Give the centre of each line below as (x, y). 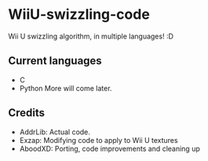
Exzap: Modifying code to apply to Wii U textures (99, 140)
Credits (27, 113)
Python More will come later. (66, 88)
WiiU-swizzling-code (79, 15)
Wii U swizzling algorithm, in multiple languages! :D (91, 36)
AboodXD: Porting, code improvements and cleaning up (109, 148)
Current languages (55, 61)
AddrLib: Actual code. (55, 132)
